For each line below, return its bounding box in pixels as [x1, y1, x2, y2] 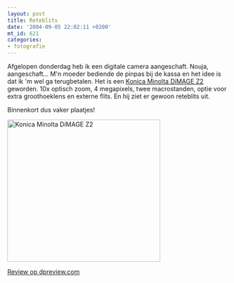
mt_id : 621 [7, 29, 39, 37]
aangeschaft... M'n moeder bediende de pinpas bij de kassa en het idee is [7, 70, 221, 78]
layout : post [7, 10, 46, 18]
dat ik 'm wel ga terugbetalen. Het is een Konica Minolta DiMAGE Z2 [7, 77, 204, 85]
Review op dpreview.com [7, 268, 80, 276]
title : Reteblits [7, 17, 58, 24]
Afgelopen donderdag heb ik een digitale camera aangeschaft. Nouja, [7, 62, 209, 70]
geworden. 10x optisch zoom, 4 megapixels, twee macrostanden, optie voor [7, 85, 227, 93]
